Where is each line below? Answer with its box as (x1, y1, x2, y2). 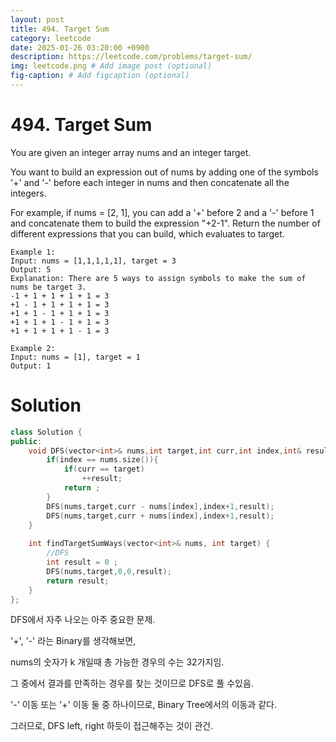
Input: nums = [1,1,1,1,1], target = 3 (10, 256, 177, 266)
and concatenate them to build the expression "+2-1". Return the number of (10, 217, 321, 229)
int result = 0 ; (46, 557, 118, 567)
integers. (10, 187, 47, 199)
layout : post (10, 14, 65, 25)
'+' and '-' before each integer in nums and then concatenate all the (10, 176, 290, 188)
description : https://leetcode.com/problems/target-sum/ (10, 52, 253, 62)
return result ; (46, 576, 110, 586)
